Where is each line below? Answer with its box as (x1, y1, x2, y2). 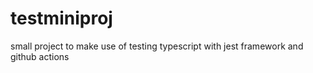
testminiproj (10, 7, 113, 30)
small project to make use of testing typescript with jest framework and (10, 40, 304, 52)
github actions (10, 50, 70, 62)
